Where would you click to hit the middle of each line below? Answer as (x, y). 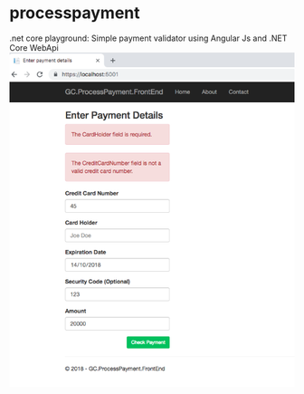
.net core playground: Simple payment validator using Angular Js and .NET (148, 38)
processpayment (75, 13)
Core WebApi (34, 47)
